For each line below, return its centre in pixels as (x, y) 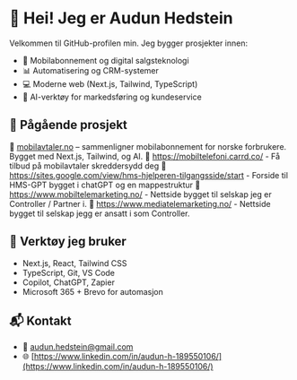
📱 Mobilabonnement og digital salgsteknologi (106, 60)
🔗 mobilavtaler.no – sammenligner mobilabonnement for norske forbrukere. (148, 146)
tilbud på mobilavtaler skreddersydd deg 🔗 (88, 166)
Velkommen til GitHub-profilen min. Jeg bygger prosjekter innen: (129, 43)
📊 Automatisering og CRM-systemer (90, 70)
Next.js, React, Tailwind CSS (74, 263)
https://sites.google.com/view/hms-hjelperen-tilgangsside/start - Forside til (149, 175)
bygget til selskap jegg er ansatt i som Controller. (100, 213)
